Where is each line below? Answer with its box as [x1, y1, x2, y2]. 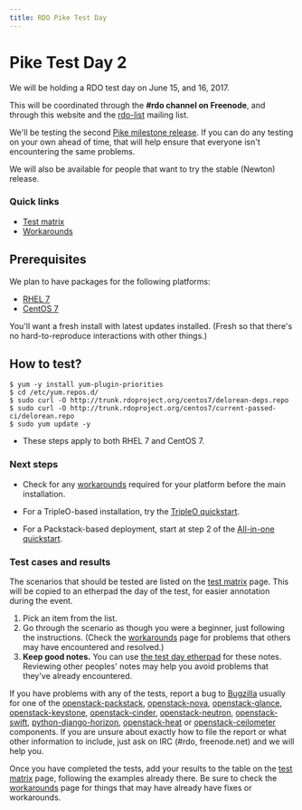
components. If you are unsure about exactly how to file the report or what [9, 727, 287, 738]
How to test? [9, 356, 82, 372]
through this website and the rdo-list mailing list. [9, 109, 189, 120]
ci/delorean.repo [9, 412, 75, 421]
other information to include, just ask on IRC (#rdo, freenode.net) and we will [9, 736, 295, 747]
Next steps [9, 458, 59, 471]
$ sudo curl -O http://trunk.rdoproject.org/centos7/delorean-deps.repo [9, 396, 289, 405]
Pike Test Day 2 [9, 52, 127, 72]
